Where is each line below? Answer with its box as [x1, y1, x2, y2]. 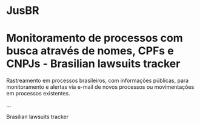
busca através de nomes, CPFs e [6, 44, 174, 58]
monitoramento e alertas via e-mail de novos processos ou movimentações [6, 83, 195, 91]
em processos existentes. [6, 90, 71, 97]
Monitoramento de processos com [6, 31, 183, 45]
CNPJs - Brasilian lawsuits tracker [6, 57, 181, 71]
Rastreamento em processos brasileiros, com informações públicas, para [6, 77, 189, 85]
